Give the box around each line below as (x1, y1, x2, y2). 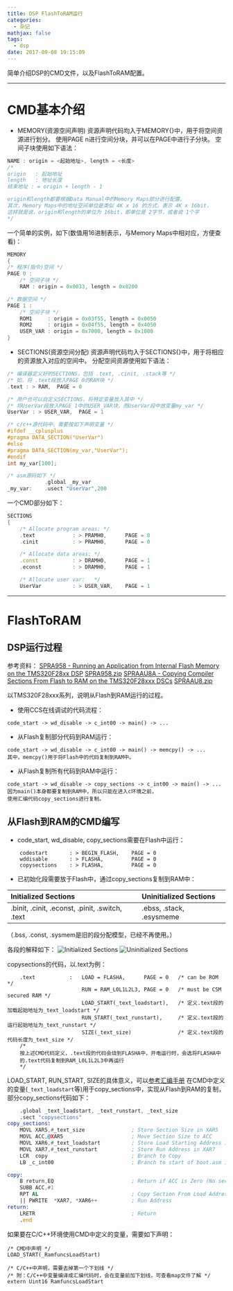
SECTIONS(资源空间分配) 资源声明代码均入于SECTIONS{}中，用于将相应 (17, 348, 224, 356)
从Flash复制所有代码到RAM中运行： (17, 767, 120, 775)
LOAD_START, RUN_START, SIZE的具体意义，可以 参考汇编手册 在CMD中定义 (7, 1076, 225, 1084)
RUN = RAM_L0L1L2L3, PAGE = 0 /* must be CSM (81, 986, 222, 993)
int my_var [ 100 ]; (7, 460, 58, 467)
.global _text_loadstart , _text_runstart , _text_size (19, 1107, 178, 1114)
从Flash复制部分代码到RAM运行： (17, 732, 114, 740)
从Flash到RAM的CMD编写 (7, 816, 120, 828)
